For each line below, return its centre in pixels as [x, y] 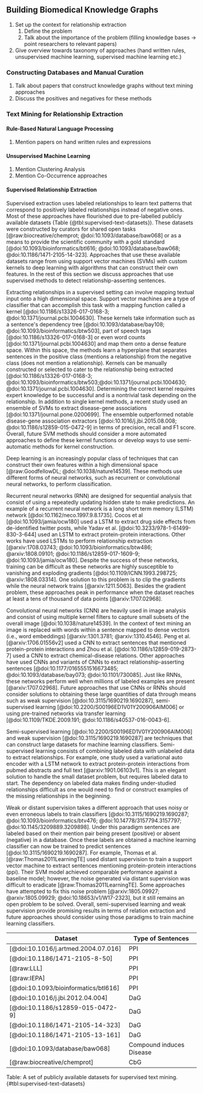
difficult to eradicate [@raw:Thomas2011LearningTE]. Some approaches [96, 885]
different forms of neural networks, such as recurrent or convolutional [93, 477]
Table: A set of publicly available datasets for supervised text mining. [92, 1077]
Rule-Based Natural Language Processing [60, 128]
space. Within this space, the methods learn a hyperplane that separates [97, 350]
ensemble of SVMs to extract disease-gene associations [77, 408]
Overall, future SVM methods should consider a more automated [87, 434]
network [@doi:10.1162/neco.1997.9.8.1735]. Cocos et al [75, 515]
